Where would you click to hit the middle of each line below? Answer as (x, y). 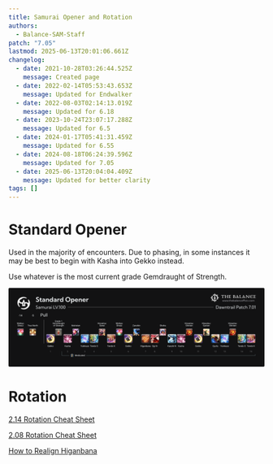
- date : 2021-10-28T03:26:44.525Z (74, 69)
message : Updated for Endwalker (78, 94)
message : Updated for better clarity (87, 180)
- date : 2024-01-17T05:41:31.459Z (74, 137)
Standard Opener (68, 230)
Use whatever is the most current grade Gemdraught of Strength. (118, 277)
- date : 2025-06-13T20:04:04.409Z (74, 171)
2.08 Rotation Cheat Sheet (53, 435)
